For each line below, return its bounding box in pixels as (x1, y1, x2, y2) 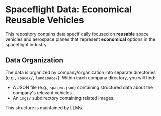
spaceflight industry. (5, 41, 48, 47)
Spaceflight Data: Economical (5, 4, 132, 15)
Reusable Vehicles (5, 14, 84, 26)
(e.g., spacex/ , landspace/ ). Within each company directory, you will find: (5, 74, 156, 81)
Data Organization (5, 56, 64, 65)
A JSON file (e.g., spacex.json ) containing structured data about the (12, 84, 153, 90)
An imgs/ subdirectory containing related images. (12, 95, 115, 101)
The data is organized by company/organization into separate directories (5, 69, 156, 75)
